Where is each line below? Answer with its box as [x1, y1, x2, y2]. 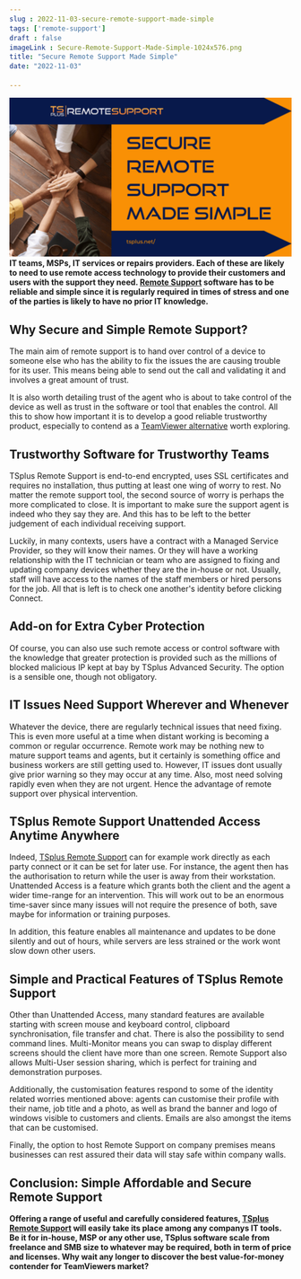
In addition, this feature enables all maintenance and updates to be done [9, 926, 276, 938]
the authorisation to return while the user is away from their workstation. [9, 871, 276, 882]
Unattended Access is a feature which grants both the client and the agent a [9, 880, 291, 891]
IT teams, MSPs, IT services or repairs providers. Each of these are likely [9, 258, 285, 269]
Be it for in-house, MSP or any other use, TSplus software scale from [9, 1232, 271, 1243]
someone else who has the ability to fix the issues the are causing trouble [9, 356, 280, 366]
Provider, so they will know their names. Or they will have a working [9, 545, 258, 556]
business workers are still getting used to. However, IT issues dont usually [9, 759, 283, 770]
